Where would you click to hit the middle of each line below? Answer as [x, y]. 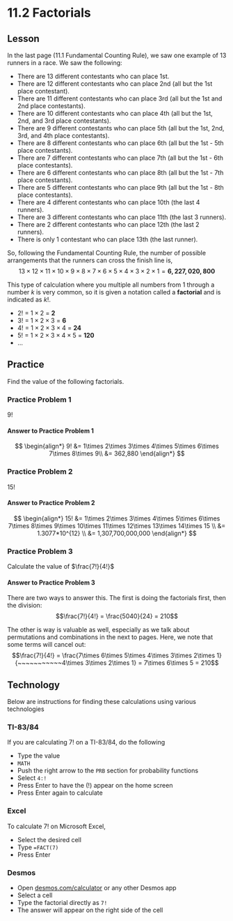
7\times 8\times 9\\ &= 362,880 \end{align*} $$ [117, 454]
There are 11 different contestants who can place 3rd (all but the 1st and [120, 98]
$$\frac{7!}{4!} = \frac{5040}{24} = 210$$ [117, 616]
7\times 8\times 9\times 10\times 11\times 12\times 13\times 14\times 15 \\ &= [117, 525]
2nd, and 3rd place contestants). [64, 121]
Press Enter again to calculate [60, 793]
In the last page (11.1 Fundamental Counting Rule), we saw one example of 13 [117, 55]
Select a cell [35, 895]
